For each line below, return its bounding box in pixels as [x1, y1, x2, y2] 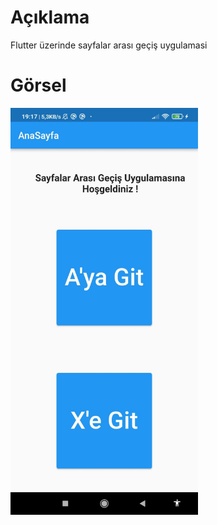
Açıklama [10, 6, 90, 29]
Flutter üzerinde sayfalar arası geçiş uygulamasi [10, 39, 208, 51]
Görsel [10, 74, 67, 97]
